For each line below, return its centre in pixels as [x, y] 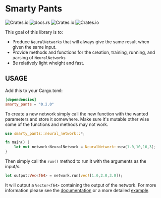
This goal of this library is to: [34, 32]
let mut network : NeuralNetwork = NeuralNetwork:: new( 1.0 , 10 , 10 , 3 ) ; [85, 147]
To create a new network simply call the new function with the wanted [77, 114]
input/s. [13, 166]
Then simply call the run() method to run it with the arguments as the [76, 161]
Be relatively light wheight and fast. [48, 63]
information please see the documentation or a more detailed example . [77, 190]
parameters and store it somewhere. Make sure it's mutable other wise [77, 119]
